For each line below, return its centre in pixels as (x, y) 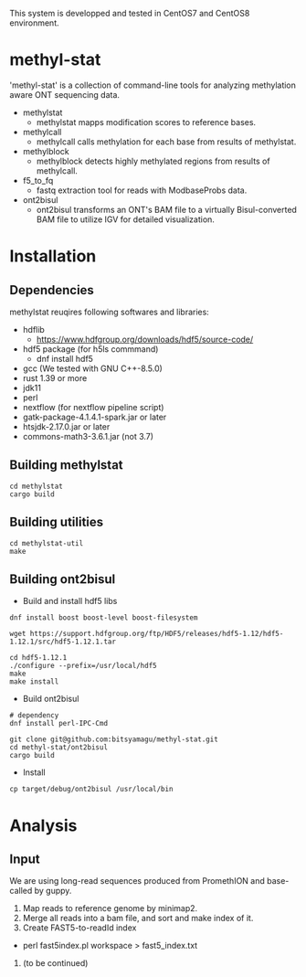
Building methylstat (66, 465)
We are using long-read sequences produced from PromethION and (137, 881)
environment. (34, 23)
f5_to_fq (38, 180)
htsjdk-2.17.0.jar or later (66, 426)
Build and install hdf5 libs (70, 601)
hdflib (34, 329)
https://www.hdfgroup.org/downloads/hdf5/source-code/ (145, 339)
